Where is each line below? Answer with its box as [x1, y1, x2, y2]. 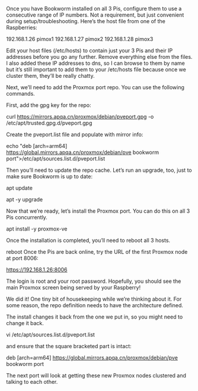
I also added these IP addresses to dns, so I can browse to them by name [6, 59, 185, 67]
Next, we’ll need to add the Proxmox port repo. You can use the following [6, 84, 185, 91]
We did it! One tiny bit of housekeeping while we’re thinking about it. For [6, 295, 182, 302]
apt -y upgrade [6, 196, 43, 203]
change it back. [6, 320, 44, 326]
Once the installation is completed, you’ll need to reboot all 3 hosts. [6, 237, 171, 244]
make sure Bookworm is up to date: [6, 173, 93, 180]
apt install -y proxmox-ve [6, 225, 68, 232]
